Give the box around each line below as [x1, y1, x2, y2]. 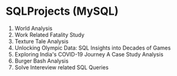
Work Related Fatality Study [14, 31, 85, 38]
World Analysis [14, 25, 52, 32]
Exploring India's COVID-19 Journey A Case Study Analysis [14, 50, 164, 58]
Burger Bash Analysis [14, 57, 69, 64]
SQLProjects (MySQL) [5, 4, 119, 18]
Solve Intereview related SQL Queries [14, 63, 109, 71]
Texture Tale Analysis [14, 37, 69, 45]
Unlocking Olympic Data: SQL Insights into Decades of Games [14, 44, 172, 51]
